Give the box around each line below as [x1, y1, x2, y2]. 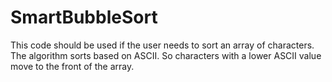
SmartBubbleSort [10, 6, 158, 29]
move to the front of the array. [10, 60, 135, 72]
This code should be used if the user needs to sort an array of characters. [10, 39, 315, 51]
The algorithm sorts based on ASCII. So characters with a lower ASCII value [10, 49, 322, 61]
